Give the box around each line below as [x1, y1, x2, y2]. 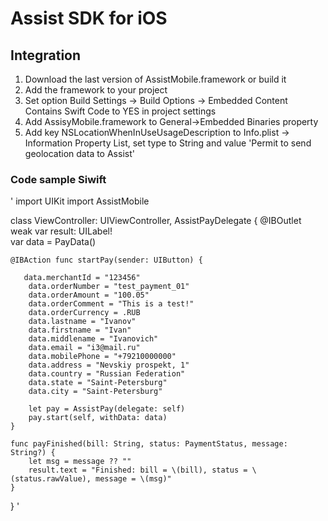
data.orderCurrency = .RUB [28, 308, 141, 318]
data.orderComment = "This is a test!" [28, 299, 195, 309]
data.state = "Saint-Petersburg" [28, 378, 168, 388]
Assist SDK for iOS [10, 7, 168, 30]
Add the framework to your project [24, 84, 168, 96]
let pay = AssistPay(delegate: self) [28, 404, 186, 414]
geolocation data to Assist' [24, 148, 135, 159]
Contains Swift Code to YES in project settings [24, 105, 217, 117]
